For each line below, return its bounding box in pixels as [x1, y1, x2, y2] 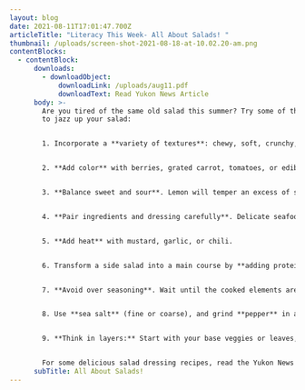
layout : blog [9, 13, 59, 23]
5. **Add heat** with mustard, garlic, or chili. [42, 236, 233, 245]
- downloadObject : [42, 73, 112, 82]
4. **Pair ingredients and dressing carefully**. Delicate [42, 212, 271, 221]
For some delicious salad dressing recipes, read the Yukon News [42, 358, 295, 368]
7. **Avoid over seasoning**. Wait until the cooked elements [42, 285, 282, 295]
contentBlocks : [9, 47, 67, 56]
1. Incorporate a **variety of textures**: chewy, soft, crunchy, [42, 139, 299, 148]
